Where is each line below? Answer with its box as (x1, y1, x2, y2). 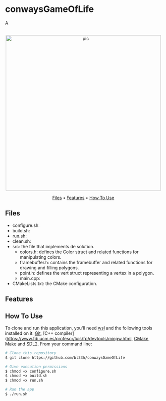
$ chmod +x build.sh (5, 373, 48, 379)
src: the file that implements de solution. (12, 243, 95, 249)
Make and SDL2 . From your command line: (5, 341, 92, 347)
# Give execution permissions (5, 364, 68, 369)
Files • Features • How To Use (52, 195, 114, 200)
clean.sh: (12, 238, 31, 244)
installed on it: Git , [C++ (5, 330, 54, 336)
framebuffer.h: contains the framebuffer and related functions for (19, 259, 153, 265)
